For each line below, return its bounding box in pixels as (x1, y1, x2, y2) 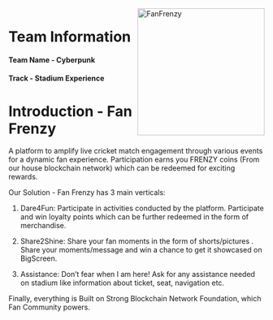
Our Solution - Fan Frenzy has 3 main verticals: (8, 188, 166, 197)
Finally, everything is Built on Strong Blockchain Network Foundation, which (8, 294, 262, 304)
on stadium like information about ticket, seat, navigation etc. (19, 278, 225, 288)
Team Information (8, 28, 132, 46)
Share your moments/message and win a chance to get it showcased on (19, 245, 262, 255)
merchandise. (19, 221, 67, 231)
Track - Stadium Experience (8, 73, 105, 84)
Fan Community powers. (8, 302, 91, 312)
